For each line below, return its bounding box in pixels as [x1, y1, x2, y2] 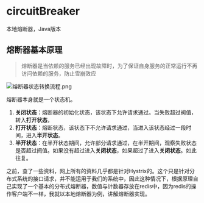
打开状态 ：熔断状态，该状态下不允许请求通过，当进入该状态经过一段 [15, 124, 186, 131]
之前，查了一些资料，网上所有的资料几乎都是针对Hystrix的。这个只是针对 [6, 167, 190, 174]
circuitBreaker [6, 4, 80, 18]
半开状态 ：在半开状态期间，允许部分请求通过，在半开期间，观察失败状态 [15, 139, 197, 146]
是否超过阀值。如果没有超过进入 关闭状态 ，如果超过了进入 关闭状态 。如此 [15, 146, 197, 154]
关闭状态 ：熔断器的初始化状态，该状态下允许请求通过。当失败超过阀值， [15, 109, 197, 116]
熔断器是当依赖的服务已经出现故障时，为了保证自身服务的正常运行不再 [21, 62, 198, 69]
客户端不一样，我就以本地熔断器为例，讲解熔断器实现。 [11, 190, 150, 198]
